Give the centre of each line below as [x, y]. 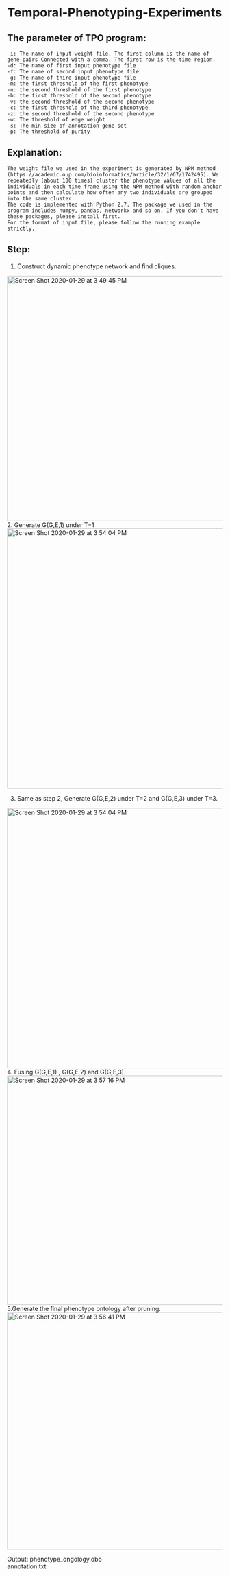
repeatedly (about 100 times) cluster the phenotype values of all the [111, 180]
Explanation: [35, 153]
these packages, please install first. [64, 216]
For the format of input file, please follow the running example [104, 222]
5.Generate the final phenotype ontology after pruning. [84, 1308]
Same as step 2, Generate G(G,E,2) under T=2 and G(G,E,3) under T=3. [117, 798]
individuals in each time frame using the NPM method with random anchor [115, 187]
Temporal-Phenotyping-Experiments [115, 13]
